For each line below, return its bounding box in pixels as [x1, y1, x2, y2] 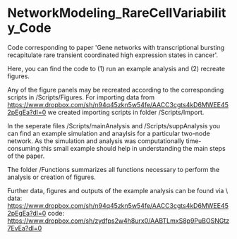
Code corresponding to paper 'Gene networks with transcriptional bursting [7, 43, 225, 51]
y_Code [7, 20, 51, 36]
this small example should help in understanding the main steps [41, 144, 226, 152]
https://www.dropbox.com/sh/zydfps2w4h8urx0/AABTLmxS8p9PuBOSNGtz [7, 216, 230, 225]
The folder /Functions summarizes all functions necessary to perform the [7, 165, 220, 173]
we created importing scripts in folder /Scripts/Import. [47, 108, 205, 116]
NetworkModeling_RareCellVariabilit [7, 5, 226, 21]
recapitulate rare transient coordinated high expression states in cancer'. [7, 51, 219, 59]
